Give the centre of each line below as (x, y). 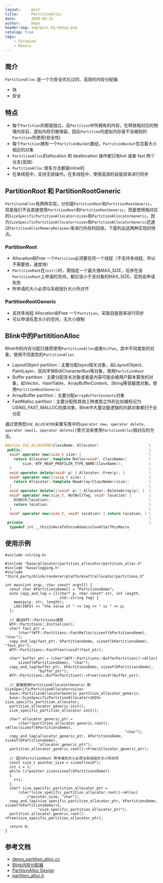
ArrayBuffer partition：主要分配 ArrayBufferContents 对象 (68, 395)
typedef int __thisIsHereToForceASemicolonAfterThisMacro (70, 527)
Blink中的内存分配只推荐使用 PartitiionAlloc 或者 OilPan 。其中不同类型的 (78, 349)
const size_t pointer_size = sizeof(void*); (55, 763)
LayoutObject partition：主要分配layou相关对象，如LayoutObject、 (79, 365)
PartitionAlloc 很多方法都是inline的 (48, 168)
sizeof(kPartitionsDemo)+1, (34, 805)
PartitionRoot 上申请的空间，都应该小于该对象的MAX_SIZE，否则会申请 (84, 276)
